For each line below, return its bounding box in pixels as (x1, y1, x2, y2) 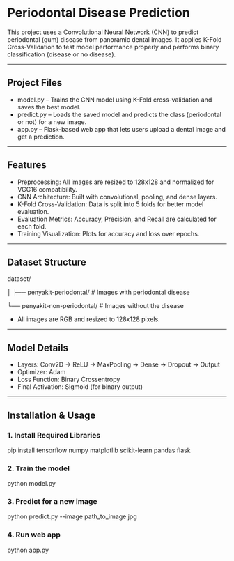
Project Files (7, 77, 63, 89)
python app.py (7, 546, 49, 554)
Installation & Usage (7, 409, 96, 421)
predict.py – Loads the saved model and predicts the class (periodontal (17, 110, 221, 118)
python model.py (7, 479, 56, 488)
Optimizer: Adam (17, 368, 66, 376)
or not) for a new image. (17, 117, 87, 126)
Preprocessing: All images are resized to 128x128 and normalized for (17, 178, 214, 186)
